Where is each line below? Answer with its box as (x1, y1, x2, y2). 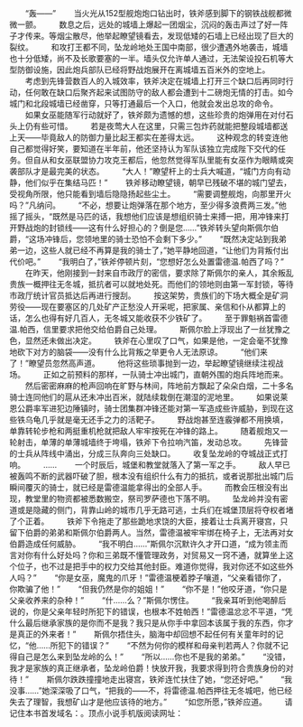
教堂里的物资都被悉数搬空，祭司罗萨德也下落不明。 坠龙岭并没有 (24, 493, 280, 504)
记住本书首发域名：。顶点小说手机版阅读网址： (9, 708, 183, 718)
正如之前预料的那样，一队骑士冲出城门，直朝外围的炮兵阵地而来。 (42, 369, 289, 379)
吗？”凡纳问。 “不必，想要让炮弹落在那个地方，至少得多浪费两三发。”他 (9, 200, 287, 210)
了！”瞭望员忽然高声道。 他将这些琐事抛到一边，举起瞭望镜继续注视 (9, 358, 277, 368)
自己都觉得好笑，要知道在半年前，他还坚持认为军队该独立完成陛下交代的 (9, 144, 278, 154)
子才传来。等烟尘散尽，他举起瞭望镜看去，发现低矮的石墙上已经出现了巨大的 (9, 31, 294, 41)
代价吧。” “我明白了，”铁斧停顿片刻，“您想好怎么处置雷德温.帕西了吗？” (9, 256, 284, 266)
